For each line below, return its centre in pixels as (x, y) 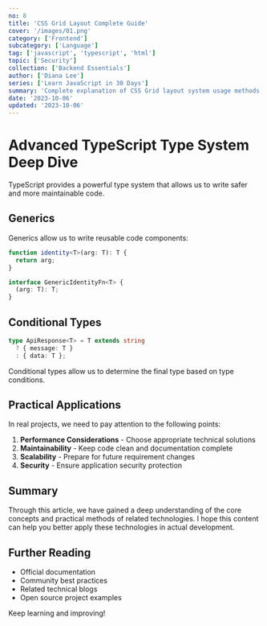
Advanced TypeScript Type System (129, 145)
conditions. (27, 380)
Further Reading (50, 552)
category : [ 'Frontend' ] (48, 38)
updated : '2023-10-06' (46, 105)
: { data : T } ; (41, 356)
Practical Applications (65, 404)
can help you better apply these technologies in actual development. (121, 527)
